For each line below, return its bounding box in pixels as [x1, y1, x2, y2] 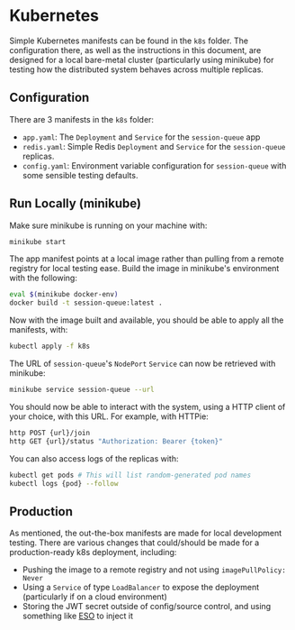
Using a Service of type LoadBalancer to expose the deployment [22, 582, 260, 593]
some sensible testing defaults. [22, 169, 139, 180]
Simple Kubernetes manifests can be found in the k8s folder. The [9, 35, 249, 46]
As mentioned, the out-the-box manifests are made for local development [9, 528, 282, 539]
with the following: [9, 272, 78, 284]
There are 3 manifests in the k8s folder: [9, 114, 155, 124]
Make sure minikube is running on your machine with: [9, 220, 208, 231]
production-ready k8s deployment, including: [9, 547, 177, 558]
